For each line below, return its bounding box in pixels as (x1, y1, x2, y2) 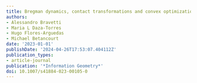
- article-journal (6, 57, 51, 63)
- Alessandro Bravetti (6, 19, 62, 25)
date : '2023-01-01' (6, 41, 54, 47)
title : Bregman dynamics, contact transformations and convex (6, 8, 161, 15)
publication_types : (6, 52, 54, 58)
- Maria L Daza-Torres (6, 25, 62, 31)
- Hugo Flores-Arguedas (6, 30, 64, 36)
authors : (6, 14, 28, 20)
